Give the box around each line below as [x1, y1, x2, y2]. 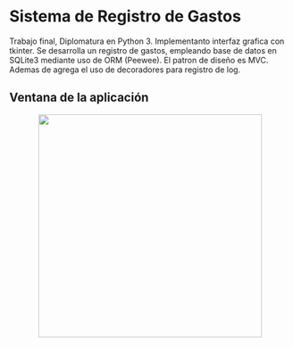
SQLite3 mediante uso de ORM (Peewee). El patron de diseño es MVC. [9, 54, 269, 65]
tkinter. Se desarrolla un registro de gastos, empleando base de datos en [9, 45, 277, 55]
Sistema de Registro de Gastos [9, 6, 241, 27]
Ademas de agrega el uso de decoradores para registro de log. [9, 64, 241, 75]
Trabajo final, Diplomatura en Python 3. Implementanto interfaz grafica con [9, 36, 285, 46]
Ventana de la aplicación [9, 90, 149, 105]
